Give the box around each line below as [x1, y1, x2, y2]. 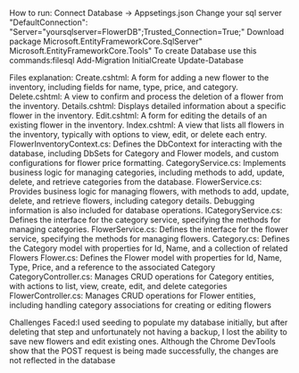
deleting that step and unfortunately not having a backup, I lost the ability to [9, 327, 287, 337]
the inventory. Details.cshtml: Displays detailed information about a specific [9, 101, 287, 111]
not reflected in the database [9, 355, 116, 365]
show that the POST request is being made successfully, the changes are [9, 345, 279, 356]
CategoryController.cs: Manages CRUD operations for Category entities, [9, 271, 275, 282]
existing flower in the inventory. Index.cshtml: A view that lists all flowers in [9, 120, 285, 130]
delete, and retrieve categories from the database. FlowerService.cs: [9, 177, 262, 186]
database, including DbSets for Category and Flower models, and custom [9, 148, 279, 159]
